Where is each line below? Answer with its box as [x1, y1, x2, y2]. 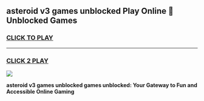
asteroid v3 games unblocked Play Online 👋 [6, 6, 174, 16]
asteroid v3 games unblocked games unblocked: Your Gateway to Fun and [6, 81, 197, 88]
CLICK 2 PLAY [6, 56, 49, 65]
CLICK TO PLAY [6, 34, 53, 42]
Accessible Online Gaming [6, 88, 75, 95]
